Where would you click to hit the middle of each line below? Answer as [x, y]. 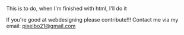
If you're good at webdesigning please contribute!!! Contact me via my [92, 20]
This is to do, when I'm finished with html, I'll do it [66, 8]
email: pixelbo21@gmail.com [41, 26]
